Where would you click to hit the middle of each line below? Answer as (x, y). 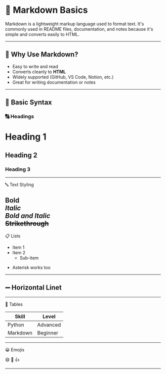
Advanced (49, 325)
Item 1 (18, 247)
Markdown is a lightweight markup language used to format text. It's (75, 24)
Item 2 (19, 252)
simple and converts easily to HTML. (42, 34)
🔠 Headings (20, 117)
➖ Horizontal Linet (33, 288)
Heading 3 (18, 169)
